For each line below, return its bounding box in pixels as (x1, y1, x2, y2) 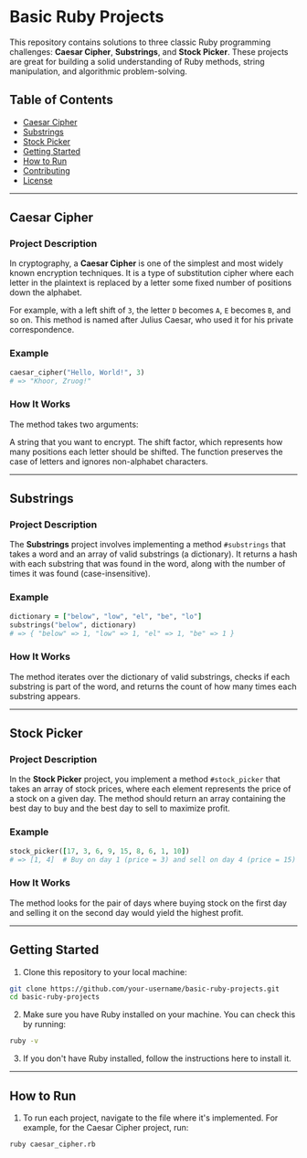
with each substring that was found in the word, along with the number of (9, 558, 286, 569)
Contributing (22, 165, 70, 175)
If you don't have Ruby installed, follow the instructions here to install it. (22, 1053, 292, 1064)
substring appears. (9, 690, 80, 701)
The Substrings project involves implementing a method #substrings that (9, 539, 286, 550)
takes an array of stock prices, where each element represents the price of (9, 783, 291, 794)
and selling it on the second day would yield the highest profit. (9, 907, 244, 918)
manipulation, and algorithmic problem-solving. (9, 66, 187, 77)
